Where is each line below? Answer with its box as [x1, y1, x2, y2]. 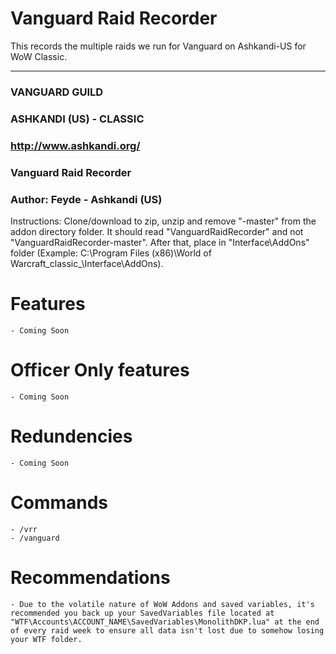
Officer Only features [10, 359, 190, 382]
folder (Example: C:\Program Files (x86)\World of [10, 247, 212, 259]
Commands [10, 491, 109, 514]
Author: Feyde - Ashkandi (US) [10, 192, 163, 206]
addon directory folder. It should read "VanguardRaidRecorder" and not [10, 225, 304, 237]
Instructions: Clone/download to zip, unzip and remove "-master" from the [10, 215, 317, 227]
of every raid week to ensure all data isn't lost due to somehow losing [10, 625, 325, 636]
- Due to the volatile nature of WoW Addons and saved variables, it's [10, 599, 315, 609]
